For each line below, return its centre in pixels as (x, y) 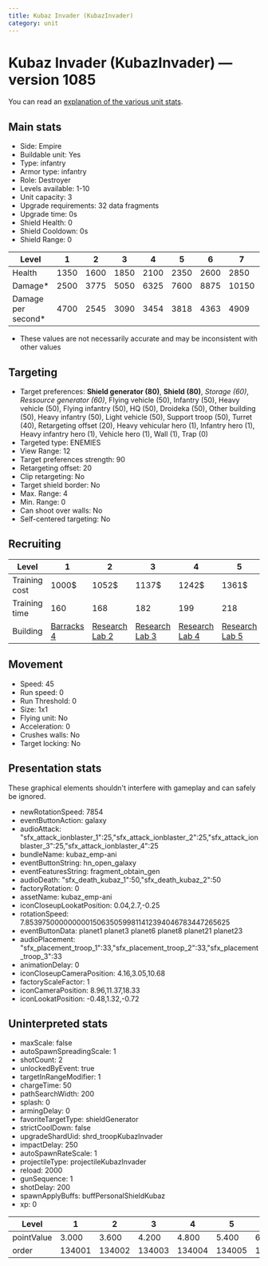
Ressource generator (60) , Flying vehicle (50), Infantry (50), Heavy (130, 400)
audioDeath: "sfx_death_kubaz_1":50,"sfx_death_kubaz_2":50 (120, 880)
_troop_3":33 (41, 956)
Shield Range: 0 (46, 240)
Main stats (35, 127)
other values (40, 347)
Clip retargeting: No (52, 477)
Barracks (68, 626)
